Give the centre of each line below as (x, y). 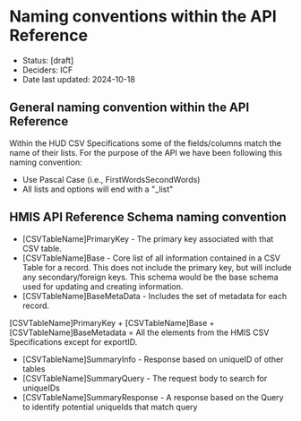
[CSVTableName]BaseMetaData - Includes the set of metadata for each (155, 296)
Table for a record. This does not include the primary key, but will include (157, 267)
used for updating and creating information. (103, 286)
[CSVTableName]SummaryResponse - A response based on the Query (153, 397)
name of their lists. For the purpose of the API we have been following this (146, 152)
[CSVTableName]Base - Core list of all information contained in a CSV (151, 258)
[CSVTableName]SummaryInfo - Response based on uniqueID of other (153, 359)
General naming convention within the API (129, 108)
